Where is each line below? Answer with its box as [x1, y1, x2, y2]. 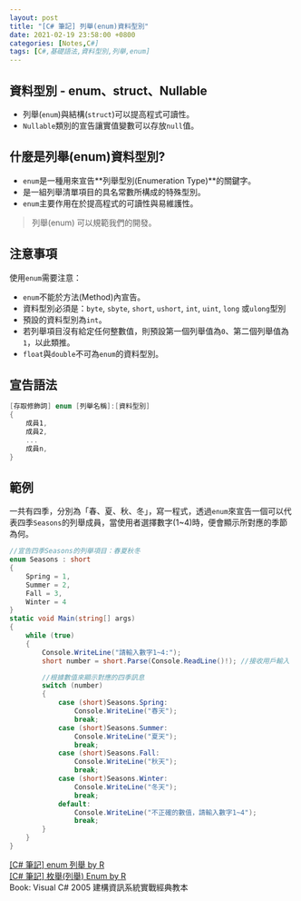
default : [57, 799, 92, 808]
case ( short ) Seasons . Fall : [57, 748, 160, 758]
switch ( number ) [42, 681, 103, 690]
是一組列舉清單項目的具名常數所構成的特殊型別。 [22, 186, 206, 197]
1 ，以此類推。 [22, 337, 75, 348]
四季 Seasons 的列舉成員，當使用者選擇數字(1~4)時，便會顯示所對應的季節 [16, 517, 288, 528]
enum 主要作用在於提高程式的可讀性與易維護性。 [22, 197, 199, 209]
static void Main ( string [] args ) [9, 614, 136, 623]
